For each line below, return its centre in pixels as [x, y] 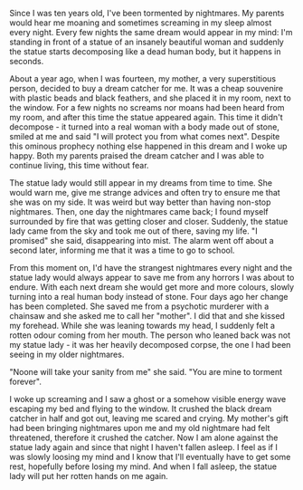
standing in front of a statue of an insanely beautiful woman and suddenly [147, 42]
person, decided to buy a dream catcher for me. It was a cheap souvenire [147, 88]
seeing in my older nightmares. [67, 354]
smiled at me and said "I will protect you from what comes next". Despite [145, 136]
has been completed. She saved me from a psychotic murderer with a [139, 306]
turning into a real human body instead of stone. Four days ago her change [149, 297]
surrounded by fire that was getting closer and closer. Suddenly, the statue [149, 221]
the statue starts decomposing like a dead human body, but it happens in [145, 52]
